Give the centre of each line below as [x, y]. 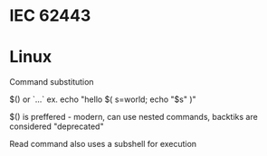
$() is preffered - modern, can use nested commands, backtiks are [133, 117]
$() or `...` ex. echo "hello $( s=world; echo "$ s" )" [103, 99]
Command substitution [52, 82]
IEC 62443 [50, 16]
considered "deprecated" [57, 126]
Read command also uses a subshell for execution [103, 144]
